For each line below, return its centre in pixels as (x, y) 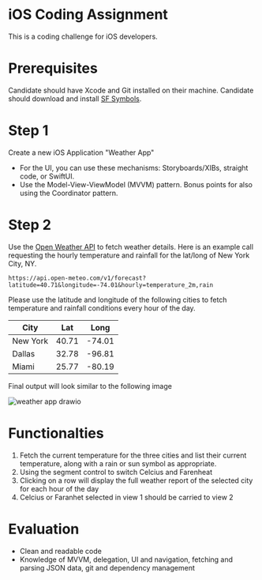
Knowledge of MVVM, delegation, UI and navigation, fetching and (126, 559)
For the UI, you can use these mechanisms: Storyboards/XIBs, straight (134, 168)
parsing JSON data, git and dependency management (107, 567)
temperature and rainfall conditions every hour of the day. (102, 308)
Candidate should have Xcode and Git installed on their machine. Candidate (131, 90)
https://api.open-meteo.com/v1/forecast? (77, 278)
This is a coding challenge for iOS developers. (83, 36)
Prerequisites (53, 68)
